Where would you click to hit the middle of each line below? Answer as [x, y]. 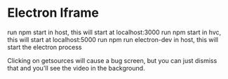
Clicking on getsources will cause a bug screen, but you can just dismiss [112, 60]
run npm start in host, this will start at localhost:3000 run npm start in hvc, [114, 32]
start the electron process [45, 47]
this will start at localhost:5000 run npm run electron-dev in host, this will [113, 39]
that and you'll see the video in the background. [76, 68]
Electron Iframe [53, 13]
